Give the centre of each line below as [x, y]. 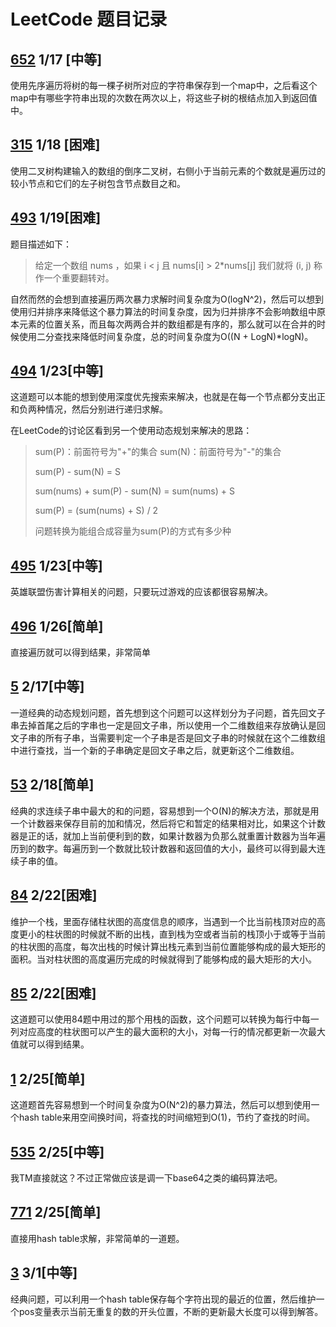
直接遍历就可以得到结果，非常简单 [80, 652]
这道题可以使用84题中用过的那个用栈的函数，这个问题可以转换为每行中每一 [165, 1019]
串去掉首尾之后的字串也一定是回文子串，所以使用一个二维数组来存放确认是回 [168, 725]
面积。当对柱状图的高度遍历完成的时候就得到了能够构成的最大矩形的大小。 [163, 959]
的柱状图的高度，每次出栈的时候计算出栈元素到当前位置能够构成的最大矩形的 [168, 946]
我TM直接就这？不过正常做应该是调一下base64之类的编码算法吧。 [146, 1177]
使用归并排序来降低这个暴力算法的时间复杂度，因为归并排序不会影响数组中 [163, 311]
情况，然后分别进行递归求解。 [106, 409]
